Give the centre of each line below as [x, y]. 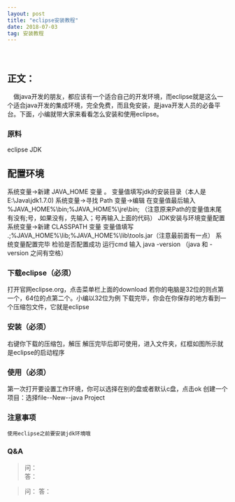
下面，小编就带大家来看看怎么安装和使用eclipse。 [91, 114]
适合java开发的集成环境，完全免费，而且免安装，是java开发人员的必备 [114, 105]
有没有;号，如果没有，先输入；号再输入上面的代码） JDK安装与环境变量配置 [116, 218]
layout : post [26, 14]
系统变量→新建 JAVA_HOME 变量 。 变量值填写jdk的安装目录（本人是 [107, 192]
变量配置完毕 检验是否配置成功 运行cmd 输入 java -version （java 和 [111, 244]
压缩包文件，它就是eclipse [51, 307]
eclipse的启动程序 [39, 352]
